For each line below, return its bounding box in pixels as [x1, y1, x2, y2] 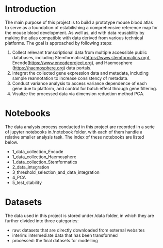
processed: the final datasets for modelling [12, 237, 98, 243]
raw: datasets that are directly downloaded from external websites [12, 227, 145, 233]
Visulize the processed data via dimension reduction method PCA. [12, 91, 145, 97]
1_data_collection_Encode [12, 149, 64, 154]
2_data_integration [12, 164, 49, 170]
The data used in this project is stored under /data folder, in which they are [5, 213, 154, 218]
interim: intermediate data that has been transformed [12, 232, 118, 238]
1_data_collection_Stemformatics [12, 159, 78, 165]
